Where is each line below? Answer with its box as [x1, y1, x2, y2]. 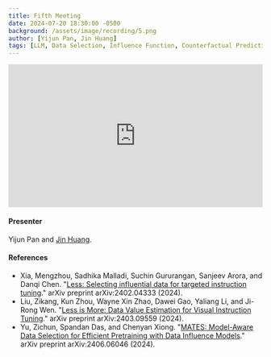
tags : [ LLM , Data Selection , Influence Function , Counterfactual [8, 42, 232, 50]
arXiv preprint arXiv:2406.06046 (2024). [19, 339, 156, 349]
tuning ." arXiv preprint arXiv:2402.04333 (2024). [19, 288, 183, 298]
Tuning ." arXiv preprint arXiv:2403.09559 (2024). [19, 313, 184, 323]
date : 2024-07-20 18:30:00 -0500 [8, 19, 121, 27]
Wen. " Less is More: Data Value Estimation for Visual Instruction [39, 305, 252, 315]
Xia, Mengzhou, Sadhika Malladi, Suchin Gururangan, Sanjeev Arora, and [19, 271, 263, 280]
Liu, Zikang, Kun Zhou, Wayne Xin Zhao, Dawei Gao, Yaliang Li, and [19, 297, 244, 306]
